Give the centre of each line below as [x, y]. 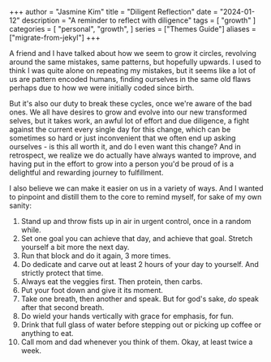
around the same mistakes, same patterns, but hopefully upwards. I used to [135, 62]
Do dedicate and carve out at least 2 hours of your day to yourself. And [140, 264]
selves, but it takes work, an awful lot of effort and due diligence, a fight [129, 121]
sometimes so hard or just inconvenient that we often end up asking [123, 138]
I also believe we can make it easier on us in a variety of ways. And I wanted [136, 188]
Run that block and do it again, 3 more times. [96, 256]
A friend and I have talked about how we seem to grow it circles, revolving [133, 53]
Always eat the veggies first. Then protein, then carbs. [112, 282]
